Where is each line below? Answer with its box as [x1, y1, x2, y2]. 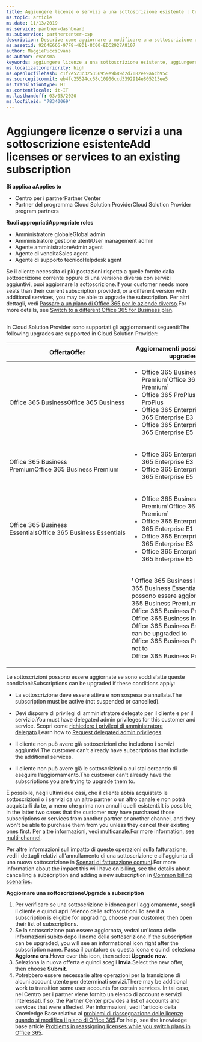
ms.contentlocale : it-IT [6, 87, 69, 93]
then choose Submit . [14, 965, 68, 972]
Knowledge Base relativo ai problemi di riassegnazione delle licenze [14, 1009, 183, 1017]
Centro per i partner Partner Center [14, 194, 101, 202]
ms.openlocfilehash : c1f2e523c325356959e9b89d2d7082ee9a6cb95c [6, 70, 168, 76]
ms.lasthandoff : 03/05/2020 [6, 93, 77, 99]
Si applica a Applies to [6, 183, 62, 190]
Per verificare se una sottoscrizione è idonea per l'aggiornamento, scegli [14, 901, 195, 908]
